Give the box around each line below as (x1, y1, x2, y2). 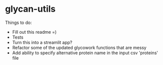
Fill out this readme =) (12, 29, 57, 35)
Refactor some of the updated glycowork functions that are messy (12, 44, 147, 50)
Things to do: (5, 20, 32, 25)
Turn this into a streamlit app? (12, 39, 73, 45)
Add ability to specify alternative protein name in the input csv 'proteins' (12, 50, 158, 56)
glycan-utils (5, 3, 55, 15)
